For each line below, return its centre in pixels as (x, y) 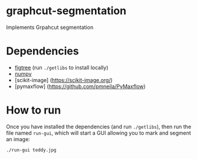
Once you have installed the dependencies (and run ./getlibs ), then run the (99, 126)
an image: (18, 139)
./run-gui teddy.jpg (32, 150)
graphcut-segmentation (66, 11)
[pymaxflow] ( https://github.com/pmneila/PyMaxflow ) (80, 86)
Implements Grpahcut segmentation (50, 27)
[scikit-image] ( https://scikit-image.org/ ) (64, 80)
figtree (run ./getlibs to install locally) (61, 67)
